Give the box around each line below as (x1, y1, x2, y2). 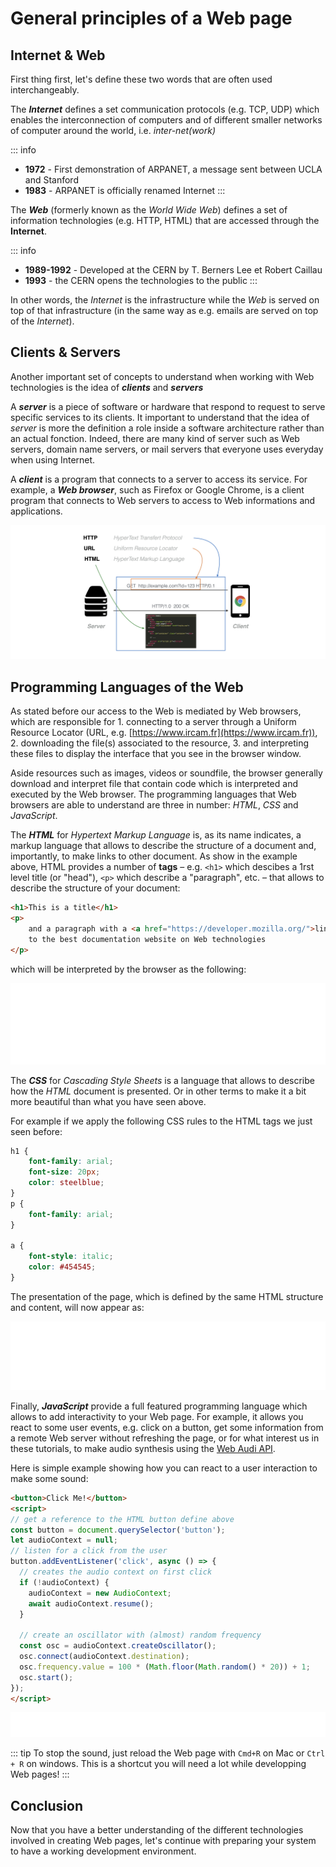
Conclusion (10, 1797, 84, 1814)
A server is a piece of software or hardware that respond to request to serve (10, 400, 326, 412)
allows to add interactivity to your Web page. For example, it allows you (10, 1410, 304, 1422)
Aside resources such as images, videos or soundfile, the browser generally (10, 767, 323, 779)
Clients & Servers (10, 344, 122, 361)
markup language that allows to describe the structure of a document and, (10, 840, 317, 852)
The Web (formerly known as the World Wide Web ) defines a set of (10, 204, 288, 216)
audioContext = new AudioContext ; (28, 1588, 172, 1598)
